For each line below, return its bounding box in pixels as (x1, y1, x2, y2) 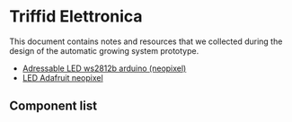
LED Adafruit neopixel (22, 72, 103, 83)
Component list (9, 99, 97, 114)
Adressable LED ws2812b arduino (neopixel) (22, 63, 187, 74)
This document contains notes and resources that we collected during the (9, 36, 283, 47)
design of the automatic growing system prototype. (9, 45, 199, 56)
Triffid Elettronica (9, 6, 143, 27)
